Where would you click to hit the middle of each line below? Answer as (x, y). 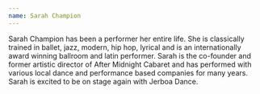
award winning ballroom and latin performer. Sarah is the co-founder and (130, 55)
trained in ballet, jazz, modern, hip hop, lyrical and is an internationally (125, 47)
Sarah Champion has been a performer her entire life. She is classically (126, 39)
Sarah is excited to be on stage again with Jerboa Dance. (103, 81)
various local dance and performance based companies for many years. (128, 72)
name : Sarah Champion (45, 16)
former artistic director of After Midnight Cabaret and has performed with (130, 64)
